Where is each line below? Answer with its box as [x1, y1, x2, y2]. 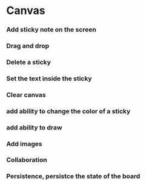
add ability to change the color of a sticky [6, 107, 131, 115]
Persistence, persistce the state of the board [6, 172, 141, 181]
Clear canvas [6, 91, 46, 99]
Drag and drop [6, 42, 50, 50]
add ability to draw [6, 123, 62, 131]
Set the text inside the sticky [6, 74, 92, 83]
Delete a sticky [6, 58, 51, 66]
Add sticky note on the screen [6, 26, 97, 34]
